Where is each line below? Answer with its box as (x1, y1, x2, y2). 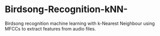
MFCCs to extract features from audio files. (5, 25, 96, 31)
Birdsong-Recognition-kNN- (5, 4, 128, 15)
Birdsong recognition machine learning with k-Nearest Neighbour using (5, 20, 155, 26)
